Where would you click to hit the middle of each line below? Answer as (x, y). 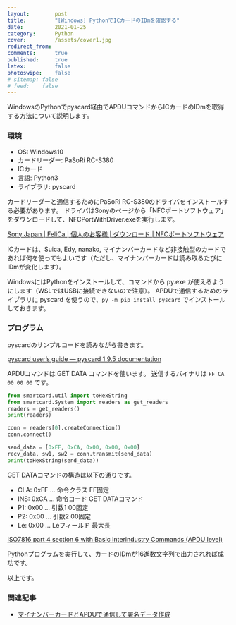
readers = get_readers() (44, 409)
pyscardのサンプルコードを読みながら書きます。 (77, 345)
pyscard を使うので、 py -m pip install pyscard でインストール (133, 299)
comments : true (38, 54)
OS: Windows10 (40, 152)
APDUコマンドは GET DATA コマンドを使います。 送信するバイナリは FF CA (116, 373)
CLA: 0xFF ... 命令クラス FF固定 (63, 490)
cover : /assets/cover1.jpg (60, 40)
